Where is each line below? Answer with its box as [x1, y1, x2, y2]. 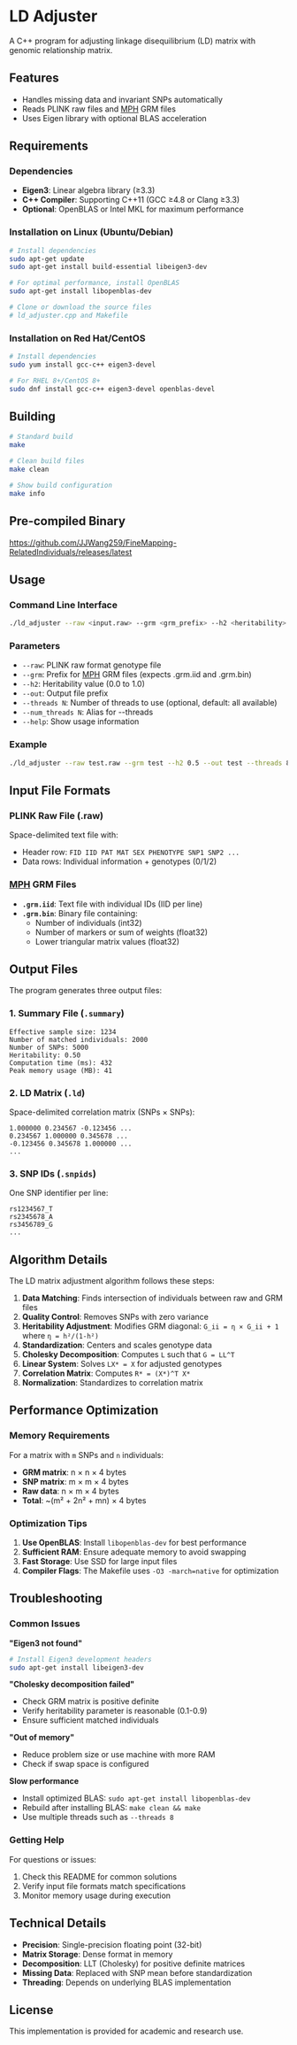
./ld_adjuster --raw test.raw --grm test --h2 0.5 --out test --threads [9, 759, 283, 768]
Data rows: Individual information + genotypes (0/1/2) [21, 856, 217, 867]
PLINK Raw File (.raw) [9, 809, 104, 822]
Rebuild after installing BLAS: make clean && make [21, 1802, 202, 1813]
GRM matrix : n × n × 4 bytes [21, 1467, 126, 1478]
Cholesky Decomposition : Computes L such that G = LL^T [21, 1349, 235, 1360]
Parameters [9, 640, 60, 652]
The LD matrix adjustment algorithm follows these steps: [9, 1276, 215, 1286]
